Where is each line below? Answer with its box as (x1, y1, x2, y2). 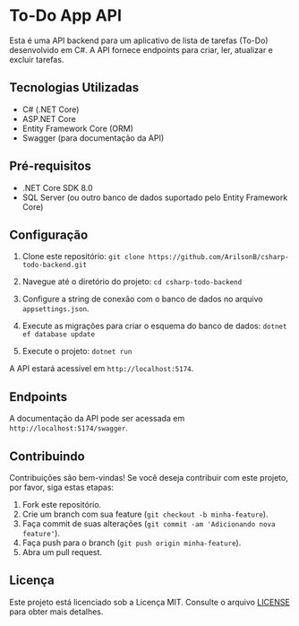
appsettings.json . (21, 303, 90, 314)
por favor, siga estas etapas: (9, 482, 115, 492)
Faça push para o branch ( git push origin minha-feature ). (21, 537, 242, 548)
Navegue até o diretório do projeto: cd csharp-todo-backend (21, 276, 243, 287)
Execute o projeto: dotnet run (21, 346, 132, 357)
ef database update (21, 330, 96, 339)
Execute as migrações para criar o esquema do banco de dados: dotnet (21, 320, 287, 332)
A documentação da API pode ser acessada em (9, 413, 185, 424)
